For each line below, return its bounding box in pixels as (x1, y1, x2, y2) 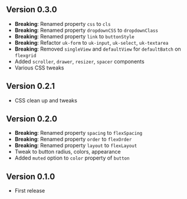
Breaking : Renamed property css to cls (14, 20, 111, 27)
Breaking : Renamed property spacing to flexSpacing (14, 130, 143, 137)
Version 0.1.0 (6, 171, 55, 181)
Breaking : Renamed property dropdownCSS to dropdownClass (14, 26, 158, 34)
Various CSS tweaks (14, 64, 64, 71)
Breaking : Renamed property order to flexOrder (14, 135, 132, 143)
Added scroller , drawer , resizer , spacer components (14, 58, 145, 65)
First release (14, 187, 45, 194)
